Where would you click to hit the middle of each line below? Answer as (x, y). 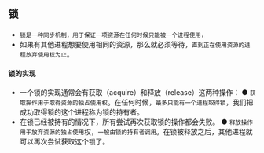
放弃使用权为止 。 (49, 54)
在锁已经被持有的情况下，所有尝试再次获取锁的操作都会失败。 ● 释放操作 (136, 122)
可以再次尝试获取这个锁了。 (64, 142)
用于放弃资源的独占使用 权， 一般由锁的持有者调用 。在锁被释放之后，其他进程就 (136, 132)
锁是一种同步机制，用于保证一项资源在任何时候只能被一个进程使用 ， (114, 35)
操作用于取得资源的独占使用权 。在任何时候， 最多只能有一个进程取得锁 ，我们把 (139, 102)
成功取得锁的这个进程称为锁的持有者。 (81, 112)
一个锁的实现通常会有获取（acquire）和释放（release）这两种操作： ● (134, 93)
